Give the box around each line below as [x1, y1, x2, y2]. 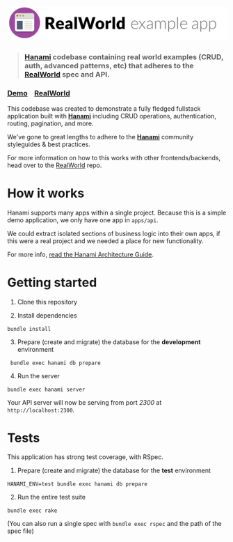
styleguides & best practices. [7, 140, 90, 148]
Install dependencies [17, 311, 78, 319]
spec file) [7, 527, 35, 535]
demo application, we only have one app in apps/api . [7, 215, 159, 224]
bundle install [7, 325, 51, 332]
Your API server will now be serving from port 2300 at [7, 398, 162, 406]
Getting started [7, 274, 97, 291]
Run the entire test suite [17, 493, 86, 502]
